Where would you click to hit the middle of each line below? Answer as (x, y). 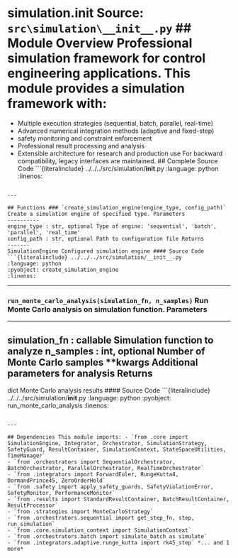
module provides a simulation (96, 88)
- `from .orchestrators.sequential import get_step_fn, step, (101, 518)
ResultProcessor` (33, 505)
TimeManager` (27, 456)
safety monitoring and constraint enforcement (85, 138)
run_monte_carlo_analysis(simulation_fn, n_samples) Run (108, 300)
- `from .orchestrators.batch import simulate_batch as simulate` (107, 537)
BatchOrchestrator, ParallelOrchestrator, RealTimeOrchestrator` (106, 469)
